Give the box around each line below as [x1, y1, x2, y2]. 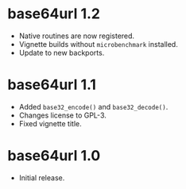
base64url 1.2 [7, 5, 101, 23]
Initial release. [18, 172, 65, 183]
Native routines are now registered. [18, 31, 135, 40]
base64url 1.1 [7, 76, 97, 94]
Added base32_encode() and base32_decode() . [18, 102, 169, 111]
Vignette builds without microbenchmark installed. [18, 39, 178, 48]
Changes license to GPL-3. [18, 110, 107, 120]
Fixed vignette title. [18, 118, 82, 128]
